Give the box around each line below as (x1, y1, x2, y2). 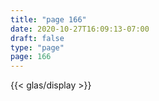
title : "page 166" (10, 14, 87, 25)
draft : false (10, 33, 65, 43)
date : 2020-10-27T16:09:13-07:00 (10, 24, 150, 34)
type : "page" (10, 42, 65, 53)
